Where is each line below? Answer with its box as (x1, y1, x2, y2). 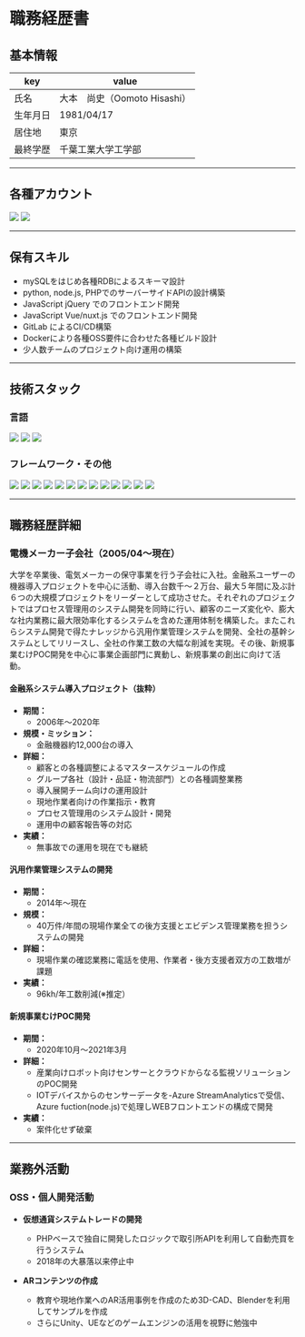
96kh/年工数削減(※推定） (35, 988, 131, 999)
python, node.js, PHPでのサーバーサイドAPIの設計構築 (22, 287, 226, 298)
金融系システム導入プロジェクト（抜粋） (9, 683, 161, 694)
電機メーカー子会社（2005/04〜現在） (9, 547, 181, 560)
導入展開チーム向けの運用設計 (35, 785, 148, 795)
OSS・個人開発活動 (9, 1191, 94, 1204)
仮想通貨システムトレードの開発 (22, 1213, 143, 1224)
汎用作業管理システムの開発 (9, 864, 113, 875)
